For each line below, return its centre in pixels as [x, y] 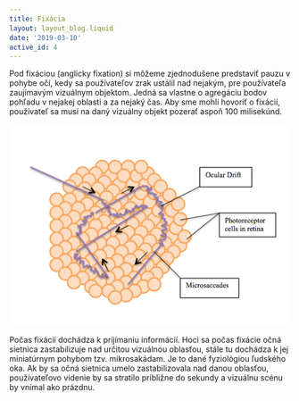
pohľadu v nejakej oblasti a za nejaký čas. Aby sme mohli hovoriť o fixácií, [145, 102]
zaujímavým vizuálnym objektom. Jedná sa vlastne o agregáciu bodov [138, 93]
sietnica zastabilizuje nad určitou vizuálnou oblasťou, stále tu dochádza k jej [149, 349]
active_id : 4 [33, 47]
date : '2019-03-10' [46, 38]
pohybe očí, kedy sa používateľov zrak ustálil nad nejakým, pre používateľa [148, 83]
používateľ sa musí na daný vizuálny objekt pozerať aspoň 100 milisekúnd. [146, 112]
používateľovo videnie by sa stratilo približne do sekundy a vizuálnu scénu [146, 377]
